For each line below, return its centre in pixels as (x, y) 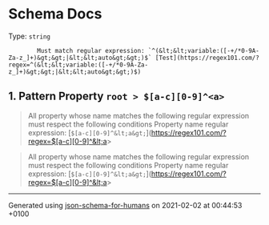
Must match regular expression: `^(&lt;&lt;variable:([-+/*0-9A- (149, 50)
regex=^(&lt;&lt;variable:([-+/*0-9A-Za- (78, 65)
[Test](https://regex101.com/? (207, 58)
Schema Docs (55, 14)
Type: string (29, 36)
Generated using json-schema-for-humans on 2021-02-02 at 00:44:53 (125, 205)
